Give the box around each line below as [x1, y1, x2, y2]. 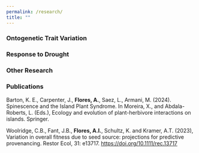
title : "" [6, 14, 31, 20]
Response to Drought [6, 50, 70, 59]
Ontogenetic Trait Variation [6, 34, 87, 43]
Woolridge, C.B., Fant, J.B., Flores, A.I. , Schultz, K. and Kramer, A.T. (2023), [6, 127, 194, 134]
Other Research [6, 67, 53, 75]
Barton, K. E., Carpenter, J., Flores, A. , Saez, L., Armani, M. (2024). [6, 96, 172, 103]
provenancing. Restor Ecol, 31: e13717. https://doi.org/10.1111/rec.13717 [6, 139, 178, 147]
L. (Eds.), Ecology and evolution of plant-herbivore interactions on [28, 109, 191, 116]
